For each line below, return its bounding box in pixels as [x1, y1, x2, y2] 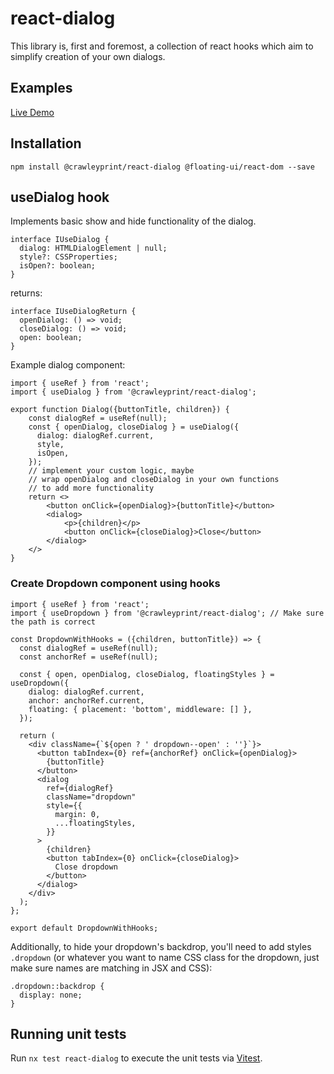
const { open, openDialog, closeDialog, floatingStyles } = [19, 669, 275, 679]
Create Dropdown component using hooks [10, 577, 221, 591]
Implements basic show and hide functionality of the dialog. [10, 215, 257, 227]
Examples [10, 80, 73, 97]
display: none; [19, 990, 83, 1000]
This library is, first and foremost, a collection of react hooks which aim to [10, 40, 314, 52]
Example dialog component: [10, 359, 126, 371]
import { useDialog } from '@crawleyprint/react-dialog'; [10, 387, 257, 397]
